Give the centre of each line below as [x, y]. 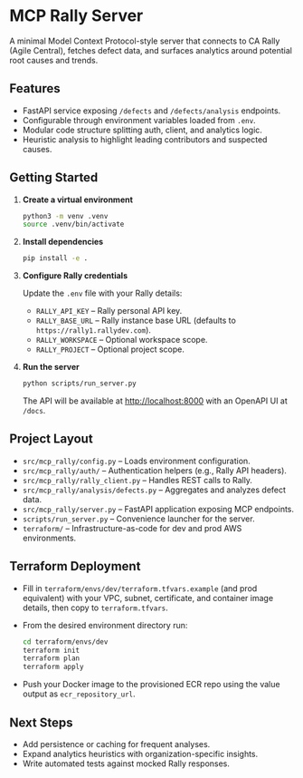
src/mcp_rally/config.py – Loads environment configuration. [136, 461]
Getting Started [54, 178]
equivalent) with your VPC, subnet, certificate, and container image [148, 598]
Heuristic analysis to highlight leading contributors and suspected [145, 139]
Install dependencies [63, 242]
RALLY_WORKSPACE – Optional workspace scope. [122, 340]
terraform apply [53, 667]
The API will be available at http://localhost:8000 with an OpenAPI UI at [155, 401]
